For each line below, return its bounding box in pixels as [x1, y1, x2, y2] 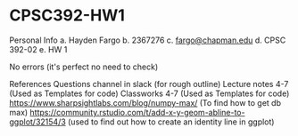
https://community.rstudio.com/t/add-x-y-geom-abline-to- [29, 107, 245, 117]
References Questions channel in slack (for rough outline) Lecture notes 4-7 [9, 78, 289, 89]
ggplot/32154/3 [9, 116, 67, 127]
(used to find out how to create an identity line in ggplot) [68, 116, 275, 127]
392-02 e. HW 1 [9, 44, 68, 54]
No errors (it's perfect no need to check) [9, 61, 159, 72]
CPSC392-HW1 [9, 5, 125, 26]
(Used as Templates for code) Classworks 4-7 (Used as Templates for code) [9, 88, 290, 99]
